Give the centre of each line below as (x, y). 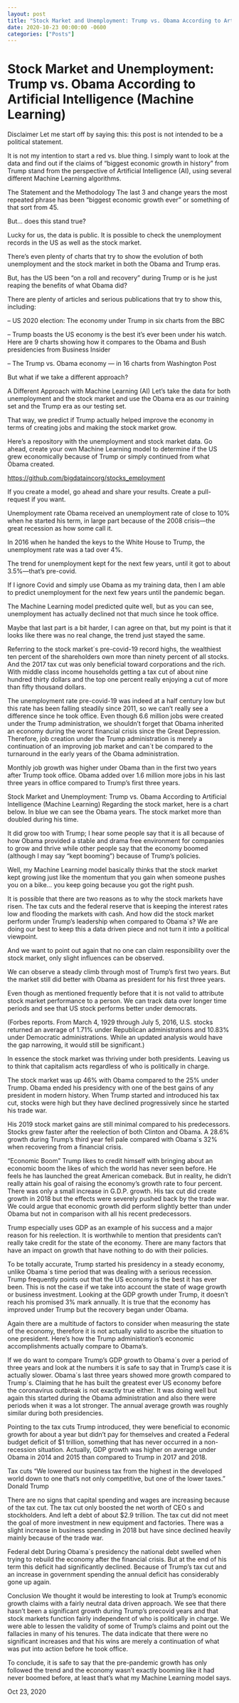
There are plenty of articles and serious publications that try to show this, (115, 300)
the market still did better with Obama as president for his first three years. (117, 980)
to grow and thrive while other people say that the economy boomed (108, 849)
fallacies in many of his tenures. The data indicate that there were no (108, 1634)
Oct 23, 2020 (27, 1692)
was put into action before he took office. (68, 1649)
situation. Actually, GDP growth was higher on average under (127, 1450)
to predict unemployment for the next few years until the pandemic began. (116, 593)
